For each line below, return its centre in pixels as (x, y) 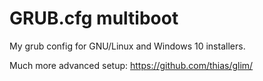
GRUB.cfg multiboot (94, 18)
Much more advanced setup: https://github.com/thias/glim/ (131, 65)
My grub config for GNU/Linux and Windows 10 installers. (127, 46)
